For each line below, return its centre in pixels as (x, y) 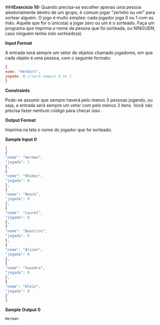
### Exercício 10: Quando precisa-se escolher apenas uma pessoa (73, 7)
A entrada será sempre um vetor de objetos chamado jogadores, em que (79, 53)
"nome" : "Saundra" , (25, 268)
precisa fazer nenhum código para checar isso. (53, 110)
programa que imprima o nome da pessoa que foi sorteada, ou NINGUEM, (80, 28)
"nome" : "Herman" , (24, 158)
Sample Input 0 (21, 139)
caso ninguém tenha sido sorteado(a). (44, 33)
